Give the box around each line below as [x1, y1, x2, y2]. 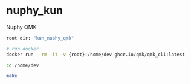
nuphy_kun [6, 4, 63, 17]
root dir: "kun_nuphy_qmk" [6, 35, 74, 41]
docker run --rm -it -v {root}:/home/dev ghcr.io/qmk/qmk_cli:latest [6, 52, 186, 58]
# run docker [6, 46, 39, 52]
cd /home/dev [6, 62, 39, 68]
